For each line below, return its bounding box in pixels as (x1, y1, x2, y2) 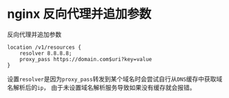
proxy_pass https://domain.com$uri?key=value (19, 56, 153, 62)
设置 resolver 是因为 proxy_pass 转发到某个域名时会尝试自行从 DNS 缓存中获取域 (7, 75, 223, 83)
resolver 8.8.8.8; (19, 49, 72, 57)
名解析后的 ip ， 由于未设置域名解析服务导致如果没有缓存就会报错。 (7, 83, 196, 91)
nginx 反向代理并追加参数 (7, 6, 152, 22)
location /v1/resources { (7, 44, 81, 51)
